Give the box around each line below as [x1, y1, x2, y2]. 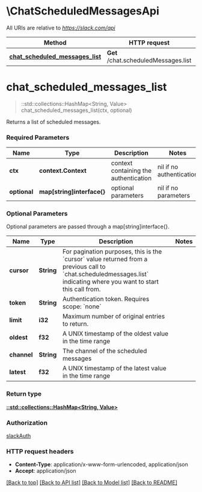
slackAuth [6, 432, 31, 440]
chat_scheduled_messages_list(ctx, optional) [20, 107, 132, 114]
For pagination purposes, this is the [62, 248, 162, 256]
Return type [6, 390, 42, 398]
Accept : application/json [14, 467, 76, 475]
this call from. [62, 285, 101, 293]
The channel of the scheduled [62, 347, 147, 355]
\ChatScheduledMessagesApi [6, 4, 159, 18]
